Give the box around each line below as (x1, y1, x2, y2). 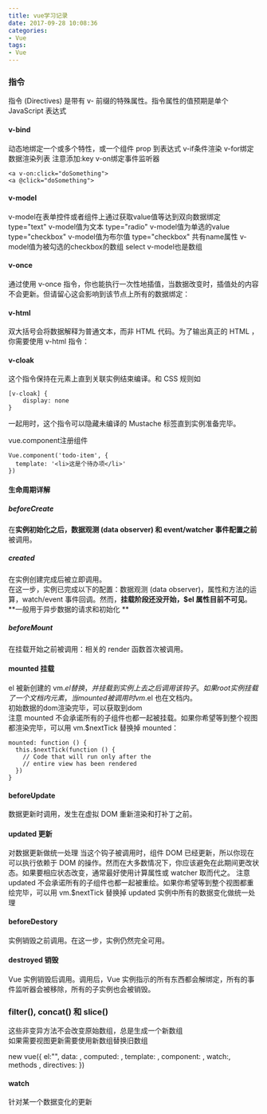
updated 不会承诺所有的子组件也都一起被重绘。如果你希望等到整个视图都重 (8, 878, 254, 888)
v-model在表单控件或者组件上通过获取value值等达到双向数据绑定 (8, 212, 222, 222)
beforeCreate (8, 504, 54, 513)
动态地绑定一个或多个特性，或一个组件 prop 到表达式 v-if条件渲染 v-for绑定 (8, 143, 254, 153)
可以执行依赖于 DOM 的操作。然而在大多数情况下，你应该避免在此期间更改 (8, 858, 253, 868)
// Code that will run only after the (22, 753, 151, 761)
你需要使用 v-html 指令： (8, 336, 90, 347)
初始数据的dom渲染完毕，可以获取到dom (8, 703, 143, 713)
